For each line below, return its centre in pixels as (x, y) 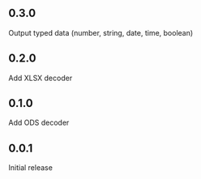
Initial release (30, 168)
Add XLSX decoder (41, 78)
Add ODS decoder (39, 123)
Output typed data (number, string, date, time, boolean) (101, 32)
